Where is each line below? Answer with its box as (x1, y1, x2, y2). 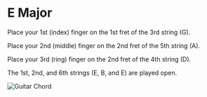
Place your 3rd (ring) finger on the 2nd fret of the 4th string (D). (7, 54, 192, 64)
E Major (7, 5, 53, 21)
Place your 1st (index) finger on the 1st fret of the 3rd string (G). (7, 28, 191, 36)
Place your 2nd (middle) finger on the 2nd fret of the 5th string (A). (7, 41, 201, 50)
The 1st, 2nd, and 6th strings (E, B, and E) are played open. (7, 68, 178, 77)
